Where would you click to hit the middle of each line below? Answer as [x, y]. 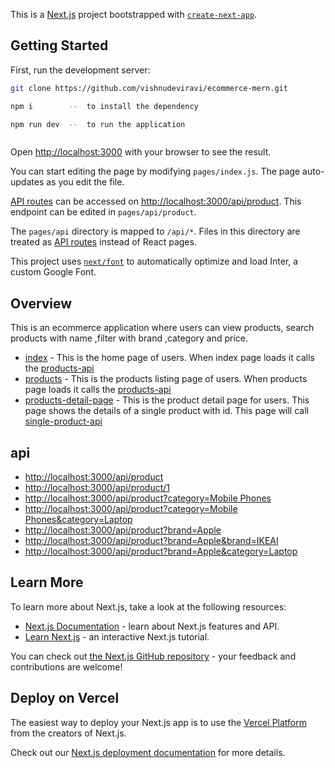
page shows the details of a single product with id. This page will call [166, 411]
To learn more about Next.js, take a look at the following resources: [148, 606]
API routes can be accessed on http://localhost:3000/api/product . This [156, 201]
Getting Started [59, 45]
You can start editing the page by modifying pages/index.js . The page [155, 171]
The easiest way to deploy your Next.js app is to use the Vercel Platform [159, 722]
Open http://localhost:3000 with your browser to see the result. [141, 152]
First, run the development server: [80, 70]
